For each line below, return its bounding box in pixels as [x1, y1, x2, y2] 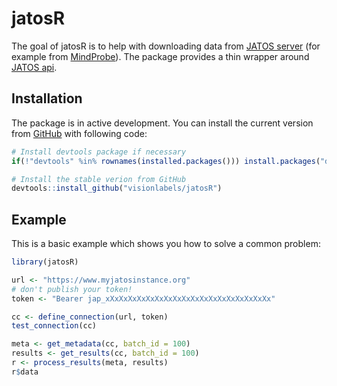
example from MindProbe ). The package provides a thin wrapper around [11, 50, 310, 62]
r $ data [11, 367, 39, 377]
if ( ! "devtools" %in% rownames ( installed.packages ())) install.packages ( [11, 156, 321, 166]
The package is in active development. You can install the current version [11, 117, 314, 129]
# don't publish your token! [11, 284, 133, 294]
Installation [11, 90, 83, 107]
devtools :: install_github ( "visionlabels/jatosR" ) [11, 183, 223, 194]
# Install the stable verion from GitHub [11, 174, 187, 184]
